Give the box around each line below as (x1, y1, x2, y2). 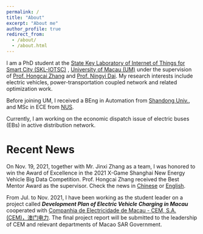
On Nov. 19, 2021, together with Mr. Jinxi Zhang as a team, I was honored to (6, 162, 196, 170)
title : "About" (6, 15, 45, 21)
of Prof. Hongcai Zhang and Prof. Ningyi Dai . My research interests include (6, 72, 193, 79)
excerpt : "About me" (6, 20, 59, 26)
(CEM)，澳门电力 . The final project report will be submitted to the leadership (6, 213, 198, 221)
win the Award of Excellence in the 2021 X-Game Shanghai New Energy (6, 169, 185, 176)
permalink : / (6, 8, 40, 15)
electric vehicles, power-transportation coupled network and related (6, 78, 177, 85)
